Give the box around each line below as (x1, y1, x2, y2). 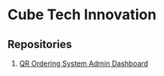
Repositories (7, 38, 73, 51)
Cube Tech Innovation (7, 6, 157, 24)
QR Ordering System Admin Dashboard (18, 58, 149, 68)
